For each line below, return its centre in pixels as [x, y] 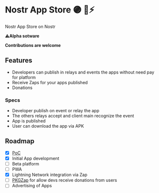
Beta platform [26, 163]
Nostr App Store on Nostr [30, 26]
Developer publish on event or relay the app [56, 111]
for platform [24, 77]
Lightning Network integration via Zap [50, 175]
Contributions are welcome [33, 45]
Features [19, 61]
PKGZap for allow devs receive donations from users [65, 180]
